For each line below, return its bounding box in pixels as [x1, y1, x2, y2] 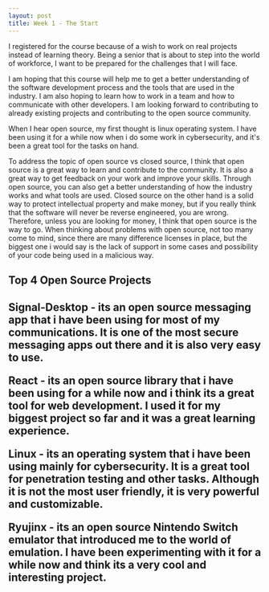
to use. [8, 351, 44, 365]
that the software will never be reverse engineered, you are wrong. [8, 207, 229, 217]
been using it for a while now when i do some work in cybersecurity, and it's [8, 132, 260, 141]
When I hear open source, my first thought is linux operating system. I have [8, 124, 257, 133]
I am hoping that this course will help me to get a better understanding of [8, 74, 250, 84]
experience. [8, 424, 70, 438]
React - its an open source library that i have [8, 374, 234, 388]
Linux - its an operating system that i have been [8, 447, 251, 461]
